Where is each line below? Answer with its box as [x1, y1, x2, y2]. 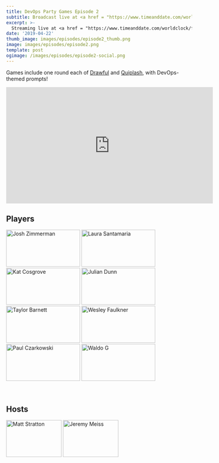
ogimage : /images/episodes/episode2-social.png [6, 53, 126, 59]
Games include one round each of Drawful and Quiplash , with [6, 69, 156, 76]
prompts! [25, 75, 48, 82]
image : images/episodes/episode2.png [6, 42, 99, 48]
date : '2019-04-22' [6, 31, 54, 37]
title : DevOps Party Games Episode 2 [6, 8, 99, 15]
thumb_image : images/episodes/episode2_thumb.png [6, 36, 131, 42]
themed [6, 75, 25, 82]
